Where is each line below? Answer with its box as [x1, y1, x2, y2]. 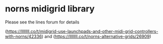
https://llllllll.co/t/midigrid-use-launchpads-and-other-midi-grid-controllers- [6, 28, 159, 34]
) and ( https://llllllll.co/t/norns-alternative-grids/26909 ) [41, 33, 152, 39]
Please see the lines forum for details [5, 19, 79, 25]
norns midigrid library [5, 3, 95, 14]
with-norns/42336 [5, 33, 42, 39]
